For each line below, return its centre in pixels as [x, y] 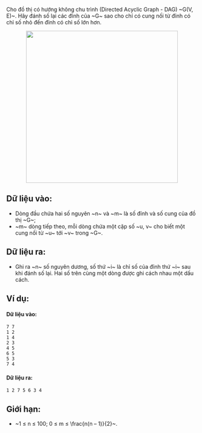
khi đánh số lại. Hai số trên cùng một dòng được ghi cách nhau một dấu [104, 273]
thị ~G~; [25, 220]
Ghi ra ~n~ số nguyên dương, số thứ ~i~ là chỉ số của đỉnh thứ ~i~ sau [103, 266]
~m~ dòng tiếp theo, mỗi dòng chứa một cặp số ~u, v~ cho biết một [100, 226]
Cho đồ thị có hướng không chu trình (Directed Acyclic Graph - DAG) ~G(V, [100, 9]
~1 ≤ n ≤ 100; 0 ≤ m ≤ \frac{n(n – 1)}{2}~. [66, 424]
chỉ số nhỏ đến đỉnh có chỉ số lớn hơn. [54, 22]
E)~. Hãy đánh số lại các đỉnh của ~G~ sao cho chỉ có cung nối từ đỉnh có [99, 16]
